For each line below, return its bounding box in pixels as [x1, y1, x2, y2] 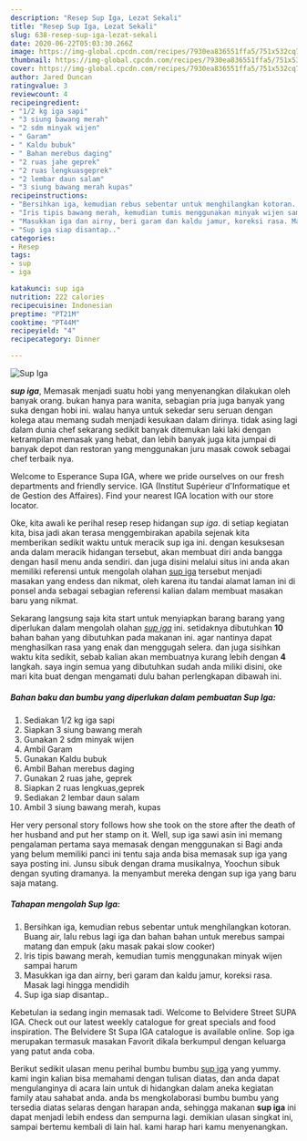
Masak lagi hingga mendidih [23, 979, 130, 990]
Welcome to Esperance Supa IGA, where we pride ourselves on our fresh [10, 471, 285, 481]
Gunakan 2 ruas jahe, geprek [23, 772, 133, 784]
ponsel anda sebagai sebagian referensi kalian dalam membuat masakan [10, 585, 283, 596]
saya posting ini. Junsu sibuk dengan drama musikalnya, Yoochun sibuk [10, 858, 281, 869]
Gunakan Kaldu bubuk [23, 753, 107, 764]
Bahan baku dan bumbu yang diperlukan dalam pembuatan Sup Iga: [10, 692, 276, 703]
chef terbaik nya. [10, 453, 74, 464]
